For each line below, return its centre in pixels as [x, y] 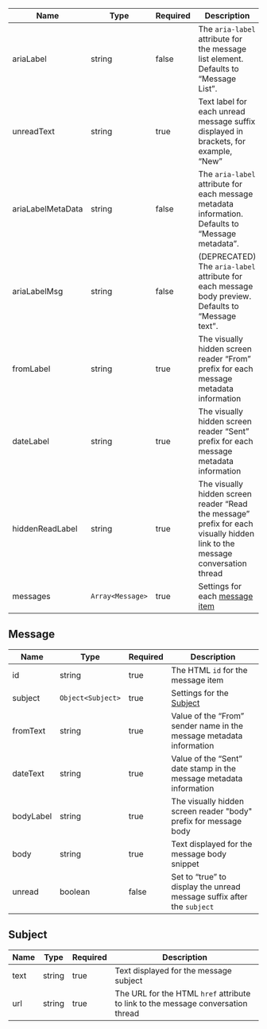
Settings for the [200, 693]
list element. [221, 59]
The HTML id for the [209, 670]
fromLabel [31, 369]
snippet [186, 864]
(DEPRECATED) [227, 256]
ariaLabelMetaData [48, 209]
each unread [222, 112]
